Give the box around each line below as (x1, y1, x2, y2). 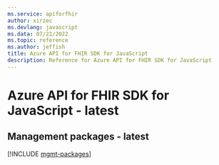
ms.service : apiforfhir (7, 10, 78, 18)
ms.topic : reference (7, 37, 69, 44)
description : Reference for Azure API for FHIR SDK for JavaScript (7, 57, 213, 64)
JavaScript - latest (7, 102, 119, 118)
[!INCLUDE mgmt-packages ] (7, 149, 91, 158)
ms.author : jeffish (7, 43, 66, 50)
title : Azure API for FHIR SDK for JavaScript (7, 50, 148, 58)
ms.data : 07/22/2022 (7, 30, 69, 38)
